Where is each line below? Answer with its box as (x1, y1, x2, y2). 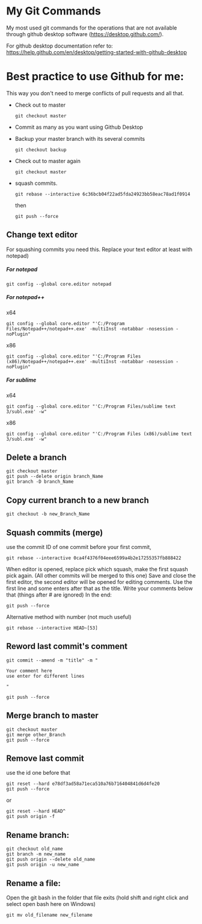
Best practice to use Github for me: (6, 70, 185, 84)
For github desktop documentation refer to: (6, 42, 113, 49)
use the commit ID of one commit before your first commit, (6, 544, 151, 551)
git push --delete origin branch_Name (6, 474, 103, 480)
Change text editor (6, 230, 78, 240)
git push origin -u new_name (6, 862, 79, 868)
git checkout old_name (6, 846, 63, 852)
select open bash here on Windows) (6, 901, 96, 908)
